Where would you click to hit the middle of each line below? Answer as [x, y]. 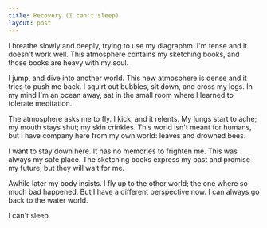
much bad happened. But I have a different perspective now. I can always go [134, 191]
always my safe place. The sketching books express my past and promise [130, 159]
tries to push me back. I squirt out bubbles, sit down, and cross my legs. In [131, 86]
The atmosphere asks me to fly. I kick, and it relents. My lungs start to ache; [133, 118]
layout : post [30, 23]
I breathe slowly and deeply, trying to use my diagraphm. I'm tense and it [128, 45]
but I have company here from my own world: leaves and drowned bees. [127, 135]
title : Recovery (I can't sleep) [64, 15]
